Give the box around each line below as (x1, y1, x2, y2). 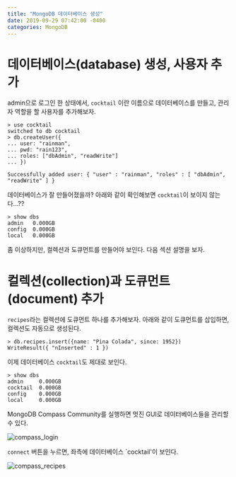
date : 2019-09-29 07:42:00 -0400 (7, 17, 106, 24)
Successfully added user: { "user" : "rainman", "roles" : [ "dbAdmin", (7, 171, 226, 178)
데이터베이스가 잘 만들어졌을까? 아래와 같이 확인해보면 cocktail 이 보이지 (7, 190, 208, 199)
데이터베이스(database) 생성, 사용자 (7, 56, 208, 72)
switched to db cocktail (7, 128, 81, 135)
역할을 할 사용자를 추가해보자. (14, 108, 97, 116)
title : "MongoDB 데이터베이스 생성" (7, 10, 104, 18)
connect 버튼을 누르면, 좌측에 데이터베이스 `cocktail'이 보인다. (7, 447, 179, 456)
